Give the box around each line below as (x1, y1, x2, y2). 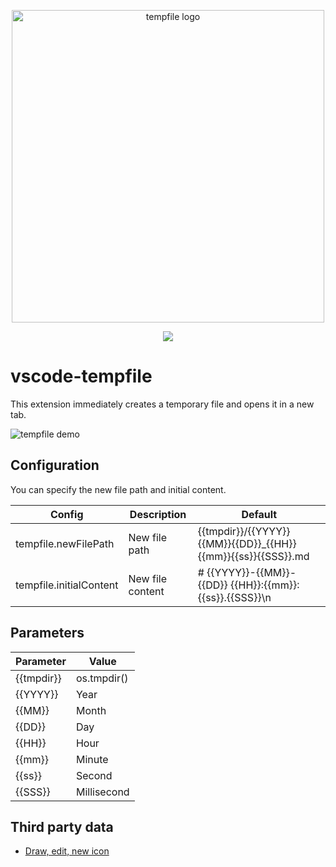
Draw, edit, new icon (24, 845, 110, 857)
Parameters (10, 625, 85, 642)
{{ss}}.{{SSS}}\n (197, 590, 272, 604)
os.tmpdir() (75, 671, 129, 685)
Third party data (10, 818, 114, 835)
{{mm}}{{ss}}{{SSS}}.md (197, 549, 310, 563)
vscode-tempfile (10, 365, 153, 388)
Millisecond (75, 785, 130, 799)
